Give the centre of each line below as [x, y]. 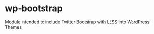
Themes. [14, 27]
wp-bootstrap [34, 8]
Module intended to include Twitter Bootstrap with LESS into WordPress [77, 22]
